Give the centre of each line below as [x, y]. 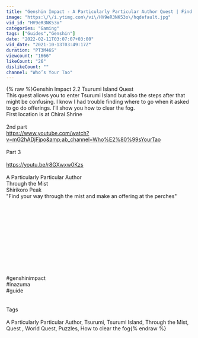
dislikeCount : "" [28, 67]
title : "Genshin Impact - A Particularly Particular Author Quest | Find [99, 12]
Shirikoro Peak [24, 190]
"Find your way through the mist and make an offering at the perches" [92, 196]
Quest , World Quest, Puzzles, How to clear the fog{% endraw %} [86, 329]
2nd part [17, 127]
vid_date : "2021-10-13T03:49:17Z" [49, 45]
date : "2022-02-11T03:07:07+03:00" [50, 39]
